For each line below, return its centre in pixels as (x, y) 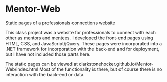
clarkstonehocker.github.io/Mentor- (116, 64)
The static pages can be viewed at (42, 64)
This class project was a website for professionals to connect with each (80, 32)
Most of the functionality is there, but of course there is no (101, 69)
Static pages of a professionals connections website (61, 23)
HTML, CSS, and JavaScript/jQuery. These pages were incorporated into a (84, 43)
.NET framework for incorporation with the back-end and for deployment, (82, 49)
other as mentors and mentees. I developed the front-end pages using (79, 38)
